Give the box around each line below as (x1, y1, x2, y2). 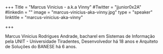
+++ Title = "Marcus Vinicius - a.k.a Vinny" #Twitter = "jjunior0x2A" (5, 4, 141, 10)
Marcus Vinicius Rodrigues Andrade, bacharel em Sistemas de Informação (5, 34, 155, 39)
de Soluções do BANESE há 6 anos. (5, 44, 77, 49)
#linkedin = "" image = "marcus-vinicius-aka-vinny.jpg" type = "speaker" (5, 9, 153, 15)
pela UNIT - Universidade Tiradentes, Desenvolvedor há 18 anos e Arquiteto (5, 38, 158, 44)
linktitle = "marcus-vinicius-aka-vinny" (5, 15, 83, 20)
